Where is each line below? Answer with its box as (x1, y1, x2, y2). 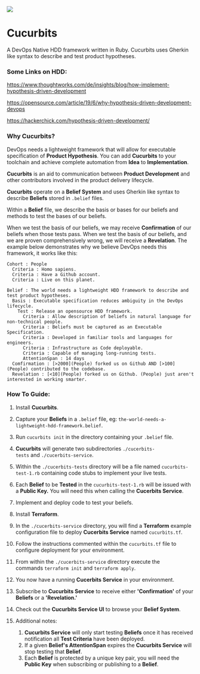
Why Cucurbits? (7, 132, 56, 140)
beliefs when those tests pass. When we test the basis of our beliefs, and (7, 230, 187, 237)
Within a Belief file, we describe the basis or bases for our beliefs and (7, 206, 179, 213)
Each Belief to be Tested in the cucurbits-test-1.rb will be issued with (15, 480, 191, 488)
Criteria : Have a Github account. (12, 271, 101, 277)
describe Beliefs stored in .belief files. (7, 194, 104, 201)
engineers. (7, 340, 34, 346)
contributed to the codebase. (30, 365, 106, 372)
